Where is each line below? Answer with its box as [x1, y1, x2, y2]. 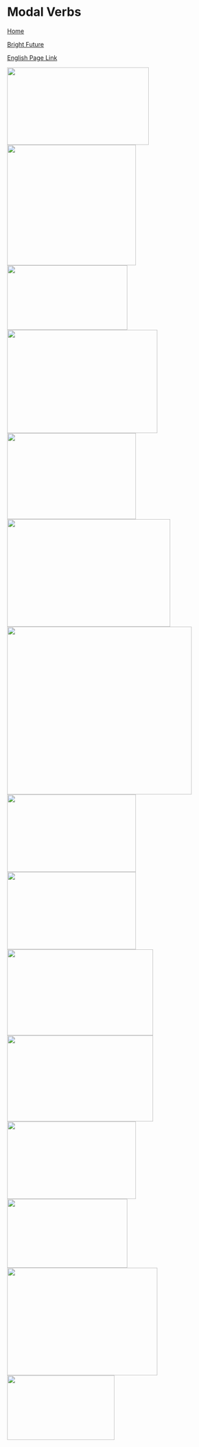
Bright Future [7, 40, 45, 48]
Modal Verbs [7, 4, 82, 20]
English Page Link [7, 53, 58, 62]
